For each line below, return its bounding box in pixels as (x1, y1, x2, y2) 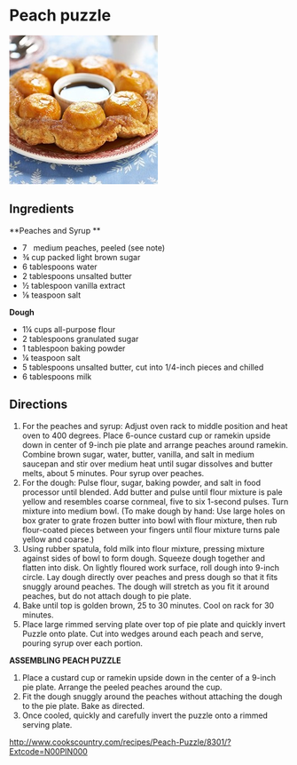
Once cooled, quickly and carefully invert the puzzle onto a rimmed (21, 710, 269, 721)
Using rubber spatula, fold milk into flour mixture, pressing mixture (21, 543, 265, 554)
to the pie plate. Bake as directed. (21, 700, 145, 711)
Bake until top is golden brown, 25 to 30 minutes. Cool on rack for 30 (21, 600, 275, 610)
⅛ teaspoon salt (21, 290, 82, 300)
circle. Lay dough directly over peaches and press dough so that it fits (21, 571, 278, 582)
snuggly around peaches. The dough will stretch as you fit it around (21, 581, 270, 592)
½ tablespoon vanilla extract (21, 280, 126, 291)
